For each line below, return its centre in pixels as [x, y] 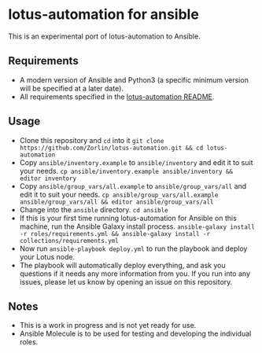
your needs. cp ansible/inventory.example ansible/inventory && [126, 171]
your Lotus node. [47, 256]
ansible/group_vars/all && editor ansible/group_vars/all [116, 202]
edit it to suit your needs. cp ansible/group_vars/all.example [119, 194]
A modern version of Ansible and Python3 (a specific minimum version [134, 79]
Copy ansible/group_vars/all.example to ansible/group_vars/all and [133, 186]
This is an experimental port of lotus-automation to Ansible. [104, 36]
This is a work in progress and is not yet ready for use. [108, 325]
